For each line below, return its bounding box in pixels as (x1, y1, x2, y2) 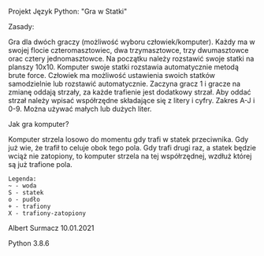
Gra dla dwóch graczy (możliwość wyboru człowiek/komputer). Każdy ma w (8, 37, 255, 46)
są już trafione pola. (8, 160, 73, 169)
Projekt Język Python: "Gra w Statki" (8, 7, 128, 16)
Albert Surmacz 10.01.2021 (8, 224, 95, 232)
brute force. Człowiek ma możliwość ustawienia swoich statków (8, 71, 215, 80)
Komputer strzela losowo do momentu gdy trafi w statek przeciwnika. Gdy (8, 135, 249, 144)
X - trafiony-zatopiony (8, 210, 87, 217)
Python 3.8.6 (8, 239, 50, 247)
